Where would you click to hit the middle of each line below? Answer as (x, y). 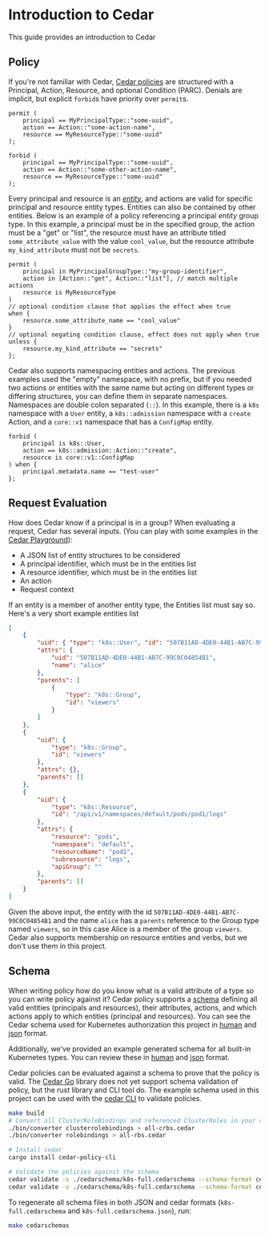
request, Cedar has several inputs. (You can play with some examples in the (133, 531)
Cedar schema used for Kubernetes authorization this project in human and (132, 1024)
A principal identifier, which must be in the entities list (108, 563)
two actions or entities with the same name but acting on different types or (131, 388)
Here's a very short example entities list (74, 613)
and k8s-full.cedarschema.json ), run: (130, 1210)
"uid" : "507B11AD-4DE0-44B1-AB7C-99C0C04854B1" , (134, 658)
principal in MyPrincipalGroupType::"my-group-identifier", (125, 271)
